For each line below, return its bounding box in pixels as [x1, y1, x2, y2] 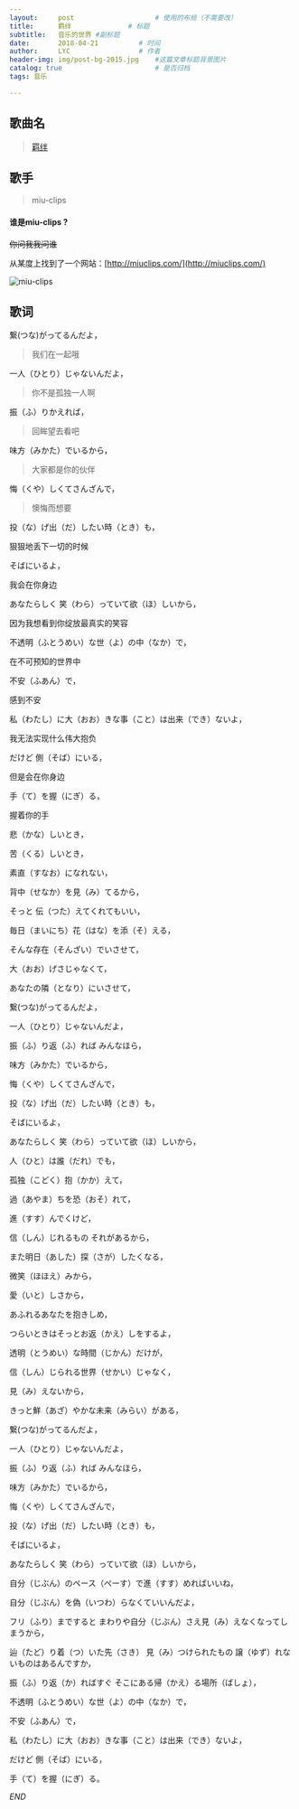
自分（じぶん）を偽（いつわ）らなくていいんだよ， [9, 1597, 200, 1608]
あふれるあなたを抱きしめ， [9, 1309, 113, 1320]
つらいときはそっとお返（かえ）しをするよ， [9, 1328, 176, 1339]
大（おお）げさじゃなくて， [9, 963, 112, 974]
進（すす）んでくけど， [9, 1213, 97, 1224]
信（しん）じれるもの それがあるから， [9, 1233, 154, 1243]
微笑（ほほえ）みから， [9, 1270, 97, 1281]
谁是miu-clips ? [9, 216, 68, 227]
